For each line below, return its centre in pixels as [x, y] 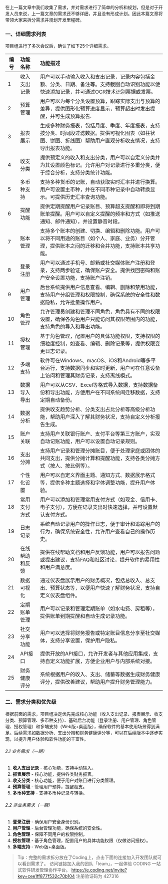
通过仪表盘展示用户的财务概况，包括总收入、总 [95, 580]
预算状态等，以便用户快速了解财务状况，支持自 [105, 588]
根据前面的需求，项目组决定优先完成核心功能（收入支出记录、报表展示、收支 [84, 714]
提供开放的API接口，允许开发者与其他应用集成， [96, 654]
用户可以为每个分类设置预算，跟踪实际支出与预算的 [100, 101]
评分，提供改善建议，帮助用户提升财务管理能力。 [97, 682]
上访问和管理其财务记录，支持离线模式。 [87, 376]
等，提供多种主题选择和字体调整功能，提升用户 [95, 483]
